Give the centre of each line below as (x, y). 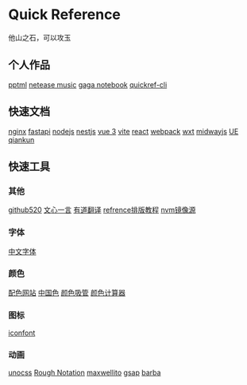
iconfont (22, 333)
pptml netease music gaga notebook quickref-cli (88, 84)
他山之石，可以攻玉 (40, 37)
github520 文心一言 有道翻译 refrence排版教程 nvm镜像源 (102, 210)
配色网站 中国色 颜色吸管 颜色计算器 (67, 292)
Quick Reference (65, 15)
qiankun (21, 140)
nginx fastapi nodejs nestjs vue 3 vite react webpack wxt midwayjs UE (123, 131)
